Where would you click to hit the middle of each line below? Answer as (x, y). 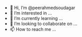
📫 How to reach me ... (33, 29)
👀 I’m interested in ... (31, 13)
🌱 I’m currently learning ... (36, 18)
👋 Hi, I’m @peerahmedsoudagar (42, 8)
